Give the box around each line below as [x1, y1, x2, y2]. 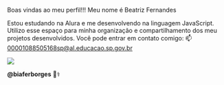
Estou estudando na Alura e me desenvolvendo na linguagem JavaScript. [7, 19, 214, 27]
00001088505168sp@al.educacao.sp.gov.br [7, 44, 133, 52]
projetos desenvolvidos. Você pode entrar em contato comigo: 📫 [7, 34, 192, 42]
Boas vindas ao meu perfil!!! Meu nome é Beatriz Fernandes [7, 6, 177, 14]
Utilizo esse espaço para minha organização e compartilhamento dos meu [7, 27, 218, 34]
